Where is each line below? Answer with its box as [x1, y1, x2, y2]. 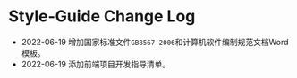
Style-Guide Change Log [8, 6, 196, 27]
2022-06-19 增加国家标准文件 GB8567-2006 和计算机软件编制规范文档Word [21, 36, 289, 47]
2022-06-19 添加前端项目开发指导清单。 [21, 58, 171, 69]
